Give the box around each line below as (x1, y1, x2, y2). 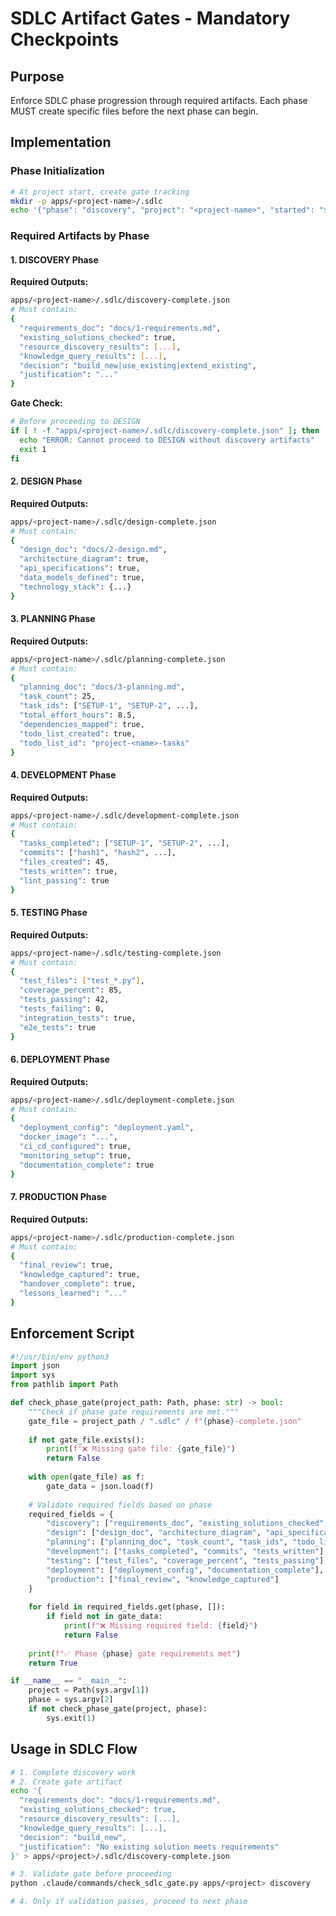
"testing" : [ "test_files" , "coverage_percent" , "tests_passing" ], (46, 1555, 329, 1566)
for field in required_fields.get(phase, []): (28, 1602, 226, 1612)
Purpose (10, 68, 65, 85)
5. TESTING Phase (10, 907, 88, 919)
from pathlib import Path (10, 1380, 118, 1390)
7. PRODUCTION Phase (10, 1191, 107, 1203)
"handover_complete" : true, (19, 1279, 137, 1289)
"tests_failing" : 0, (19, 1004, 105, 1014)
